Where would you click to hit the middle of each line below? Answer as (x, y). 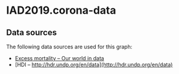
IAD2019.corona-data (61, 10)
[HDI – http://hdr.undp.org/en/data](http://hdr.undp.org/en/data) (94, 64)
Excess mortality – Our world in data (60, 58)
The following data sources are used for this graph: (69, 47)
